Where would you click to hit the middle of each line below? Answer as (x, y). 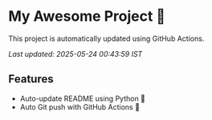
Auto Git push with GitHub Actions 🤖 (80, 106)
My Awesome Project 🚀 (87, 16)
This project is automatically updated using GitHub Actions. (106, 38)
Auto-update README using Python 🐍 (83, 98)
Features (31, 79)
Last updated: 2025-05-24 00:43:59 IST (75, 54)
